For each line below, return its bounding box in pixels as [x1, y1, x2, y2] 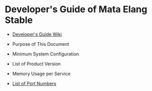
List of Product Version [12, 60, 61, 67]
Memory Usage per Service [12, 70, 71, 77]
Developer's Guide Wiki [12, 31, 62, 37]
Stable [5, 14, 33, 26]
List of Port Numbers [12, 80, 57, 86]
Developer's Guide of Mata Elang [5, 4, 147, 15]
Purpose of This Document [12, 41, 70, 47]
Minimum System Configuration [12, 51, 79, 57]
